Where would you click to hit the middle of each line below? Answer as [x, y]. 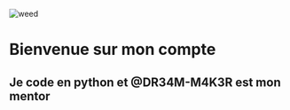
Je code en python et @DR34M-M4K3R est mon [145, 82]
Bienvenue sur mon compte [113, 50]
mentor [30, 96]
